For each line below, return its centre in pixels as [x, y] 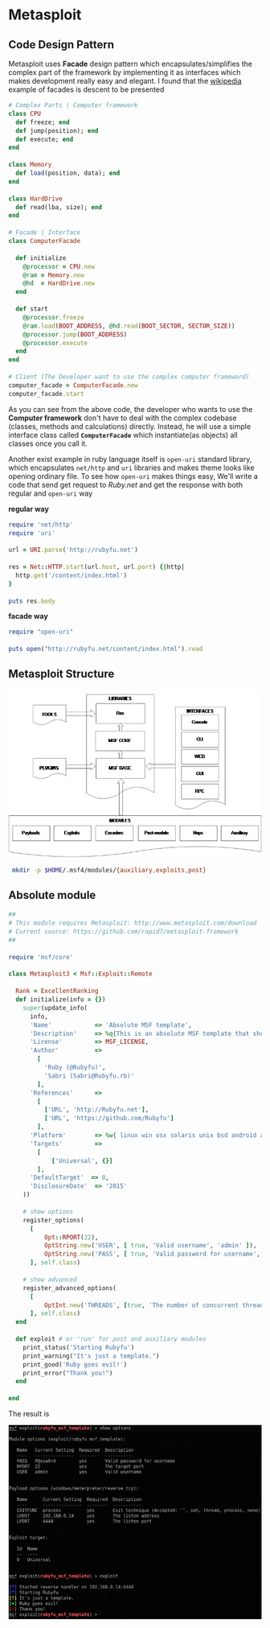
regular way [29, 509]
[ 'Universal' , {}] [82, 1160]
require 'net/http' [41, 525]
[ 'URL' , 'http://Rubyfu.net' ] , [96, 1110]
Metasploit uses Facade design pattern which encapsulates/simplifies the [131, 64]
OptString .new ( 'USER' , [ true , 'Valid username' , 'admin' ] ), [150, 1246]
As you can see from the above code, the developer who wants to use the [131, 409]
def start [32, 309]
